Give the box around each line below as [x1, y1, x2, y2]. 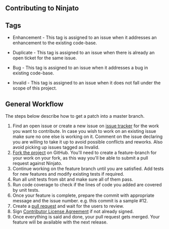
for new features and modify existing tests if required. [12, 171, 125, 177]
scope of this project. [12, 85, 57, 91]
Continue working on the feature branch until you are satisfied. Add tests [12, 166, 164, 172]
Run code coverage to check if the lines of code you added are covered [12, 182, 162, 188]
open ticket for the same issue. [12, 55, 77, 61]
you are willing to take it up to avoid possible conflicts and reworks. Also [12, 139, 163, 145]
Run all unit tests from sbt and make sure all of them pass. [12, 176, 134, 183]
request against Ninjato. [12, 161, 63, 167]
